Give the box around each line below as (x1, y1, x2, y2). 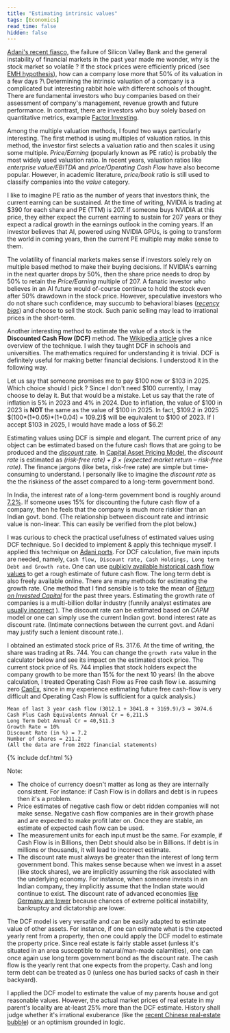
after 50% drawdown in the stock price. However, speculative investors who (7, 292, 222, 300)
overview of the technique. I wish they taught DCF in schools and (7, 342, 191, 350)
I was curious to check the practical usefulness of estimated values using (7, 533, 214, 542)
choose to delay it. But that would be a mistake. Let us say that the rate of (7, 392, 214, 400)
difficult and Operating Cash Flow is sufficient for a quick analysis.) (7, 692, 196, 700)
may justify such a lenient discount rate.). (7, 628, 124, 637)
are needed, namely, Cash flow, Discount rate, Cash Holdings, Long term (7, 555, 220, 563)
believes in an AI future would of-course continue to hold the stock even (7, 285, 211, 293)
